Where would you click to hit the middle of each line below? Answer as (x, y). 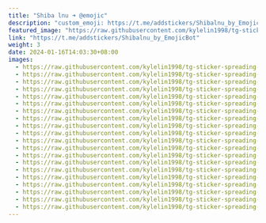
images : (21, 60)
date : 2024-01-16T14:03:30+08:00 (63, 52)
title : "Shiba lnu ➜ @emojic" (58, 15)
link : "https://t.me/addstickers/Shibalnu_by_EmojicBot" (104, 38)
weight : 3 (25, 45)
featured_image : (35, 30)
